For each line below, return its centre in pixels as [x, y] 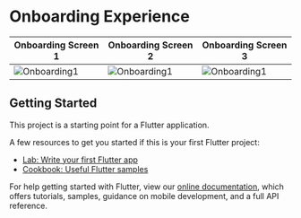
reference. [28, 205]
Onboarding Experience [100, 17]
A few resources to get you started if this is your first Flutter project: [134, 142]
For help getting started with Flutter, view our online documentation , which [147, 187]
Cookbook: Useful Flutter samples [85, 169]
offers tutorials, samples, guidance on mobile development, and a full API [144, 196]
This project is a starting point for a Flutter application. [109, 125]
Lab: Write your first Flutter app [80, 160]
